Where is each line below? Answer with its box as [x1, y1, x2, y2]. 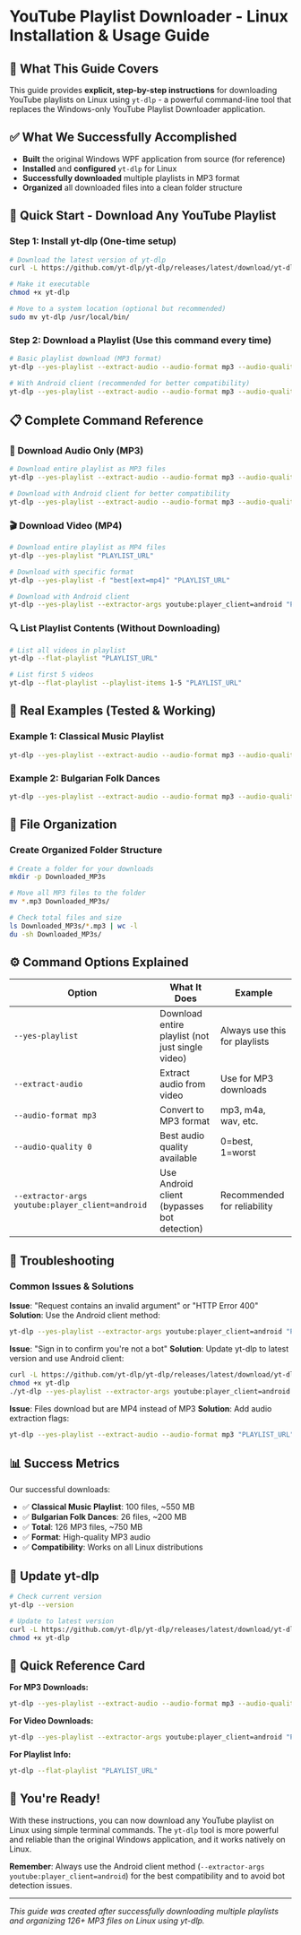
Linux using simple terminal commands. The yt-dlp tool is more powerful [9, 1824, 279, 1835]
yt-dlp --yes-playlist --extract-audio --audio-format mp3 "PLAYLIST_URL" [9, 1430, 295, 1439]
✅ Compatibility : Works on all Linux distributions [21, 1542, 203, 1552]
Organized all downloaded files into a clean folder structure [21, 182, 243, 193]
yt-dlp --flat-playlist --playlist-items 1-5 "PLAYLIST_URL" [9, 678, 243, 687]
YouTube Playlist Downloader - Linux [9, 6, 288, 27]
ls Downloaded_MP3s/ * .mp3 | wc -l [9, 921, 139, 930]
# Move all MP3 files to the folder [9, 889, 146, 898]
